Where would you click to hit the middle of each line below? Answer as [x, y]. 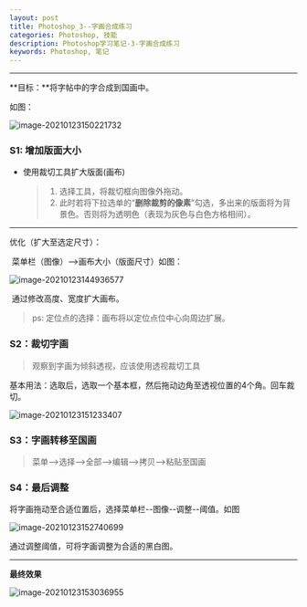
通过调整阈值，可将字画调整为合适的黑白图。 [94, 546]
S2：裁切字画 [39, 344]
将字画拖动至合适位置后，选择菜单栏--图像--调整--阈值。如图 [125, 509]
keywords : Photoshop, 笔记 [59, 52]
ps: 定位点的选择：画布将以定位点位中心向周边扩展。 [131, 318]
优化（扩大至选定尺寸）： [56, 242]
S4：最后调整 [39, 487]
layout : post [34, 18]
